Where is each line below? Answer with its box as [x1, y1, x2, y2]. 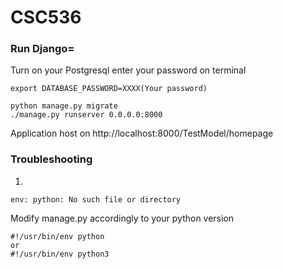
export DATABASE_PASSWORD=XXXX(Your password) [10, 84, 208, 94]
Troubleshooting [10, 152, 93, 166]
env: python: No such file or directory [10, 194, 182, 205]
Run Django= [10, 42, 75, 56]
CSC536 [10, 6, 82, 29]
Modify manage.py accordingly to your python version [10, 212, 235, 224]
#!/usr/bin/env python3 [10, 249, 110, 259]
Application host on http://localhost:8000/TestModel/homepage [10, 127, 274, 140]
